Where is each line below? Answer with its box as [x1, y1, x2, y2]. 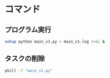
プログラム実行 [5, 25, 52, 34]
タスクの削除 [5, 54, 45, 63]
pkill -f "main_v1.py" [5, 68, 53, 73]
